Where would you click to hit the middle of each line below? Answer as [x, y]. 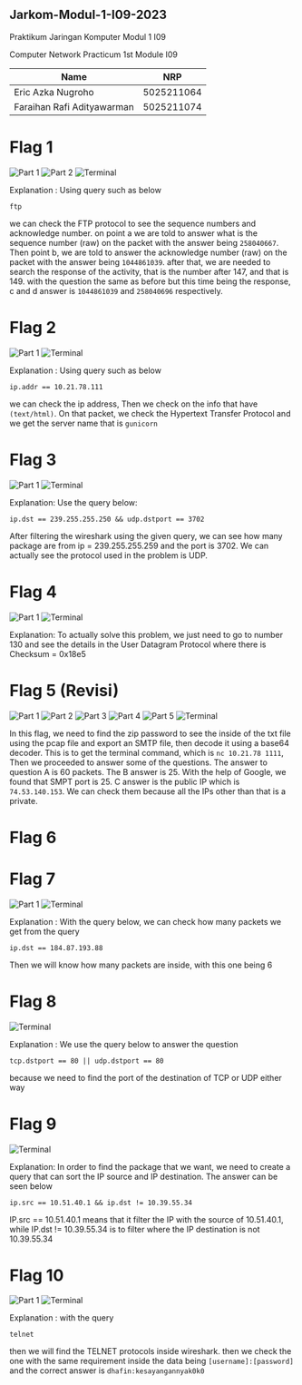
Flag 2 [33, 327]
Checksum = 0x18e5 [48, 653]
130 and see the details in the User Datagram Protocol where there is [138, 644]
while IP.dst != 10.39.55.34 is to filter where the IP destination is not [135, 1229]
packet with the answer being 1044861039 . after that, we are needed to [140, 261]
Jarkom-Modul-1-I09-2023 [88, 15]
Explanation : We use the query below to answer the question [124, 1044]
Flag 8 [33, 1001]
